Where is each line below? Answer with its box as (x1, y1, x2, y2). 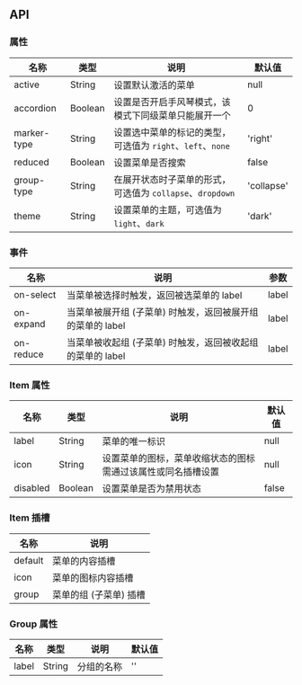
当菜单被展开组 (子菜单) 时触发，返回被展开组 (66, 306, 259, 318)
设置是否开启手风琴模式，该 (113, 95, 231, 108)
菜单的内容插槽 (52, 555, 116, 567)
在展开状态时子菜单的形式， (113, 173, 231, 185)
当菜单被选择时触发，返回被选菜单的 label (66, 289, 243, 301)
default (13, 554, 44, 566)
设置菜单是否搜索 (113, 156, 186, 169)
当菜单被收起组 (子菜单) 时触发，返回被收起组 (66, 336, 259, 349)
